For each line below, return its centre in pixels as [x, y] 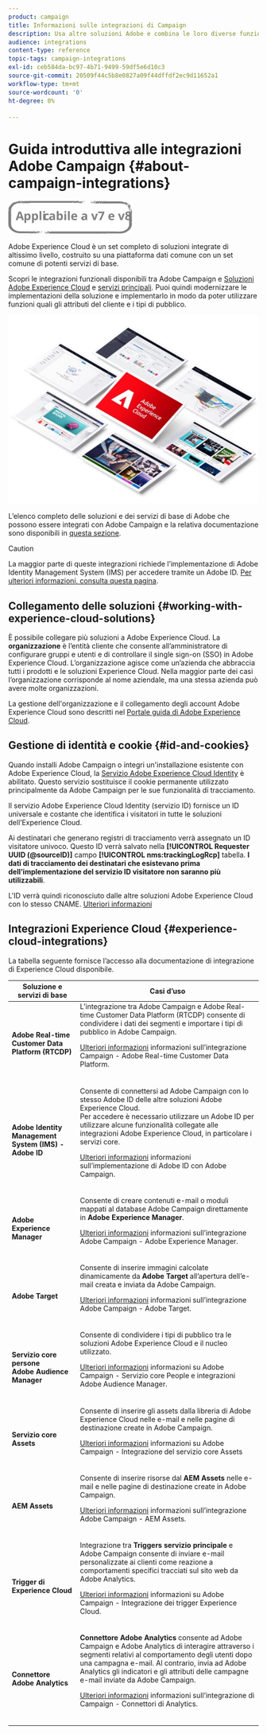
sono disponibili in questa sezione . [65, 533]
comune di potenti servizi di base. [64, 263]
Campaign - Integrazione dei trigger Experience [158, 1603]
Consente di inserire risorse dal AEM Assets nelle [161, 1478]
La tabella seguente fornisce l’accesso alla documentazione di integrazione [131, 961]
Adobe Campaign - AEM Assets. [133, 1518]
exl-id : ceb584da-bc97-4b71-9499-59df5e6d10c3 [87, 68]
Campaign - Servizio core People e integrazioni [158, 1376]
